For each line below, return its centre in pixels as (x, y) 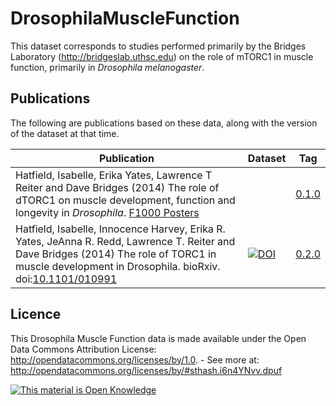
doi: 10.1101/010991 (66, 279)
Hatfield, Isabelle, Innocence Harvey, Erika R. (120, 229)
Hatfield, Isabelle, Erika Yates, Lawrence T (114, 175)
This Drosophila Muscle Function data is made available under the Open (158, 338)
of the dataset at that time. (65, 133)
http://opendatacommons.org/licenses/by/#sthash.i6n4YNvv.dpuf (146, 370)
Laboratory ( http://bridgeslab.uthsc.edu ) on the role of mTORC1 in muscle (162, 56)
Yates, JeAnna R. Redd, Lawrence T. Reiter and (125, 241)
